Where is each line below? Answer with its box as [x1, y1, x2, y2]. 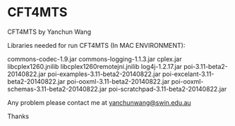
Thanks [7, 112, 30, 120]
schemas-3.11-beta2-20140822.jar [7, 84, 107, 93]
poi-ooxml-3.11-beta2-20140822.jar [66, 77, 170, 85]
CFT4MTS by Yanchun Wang [7, 27, 92, 36]
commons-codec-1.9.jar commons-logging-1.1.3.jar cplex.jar [7, 54, 182, 63]
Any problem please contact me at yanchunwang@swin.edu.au [7, 98, 192, 106]
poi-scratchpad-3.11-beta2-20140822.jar [108, 84, 227, 93]
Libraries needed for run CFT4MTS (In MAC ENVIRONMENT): [7, 41, 186, 49]
